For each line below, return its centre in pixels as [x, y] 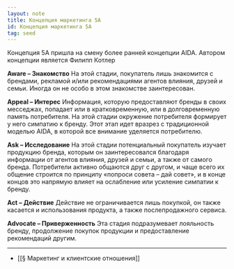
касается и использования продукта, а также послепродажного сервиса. [117, 210]
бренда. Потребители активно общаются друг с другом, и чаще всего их [116, 167]
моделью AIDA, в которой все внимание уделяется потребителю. [105, 131]
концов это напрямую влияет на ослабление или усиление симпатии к [113, 182]
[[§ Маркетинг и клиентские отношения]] [79, 259]
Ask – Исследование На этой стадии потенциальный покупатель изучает [117, 145]
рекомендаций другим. [42, 238]
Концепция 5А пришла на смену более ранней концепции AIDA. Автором [116, 53]
